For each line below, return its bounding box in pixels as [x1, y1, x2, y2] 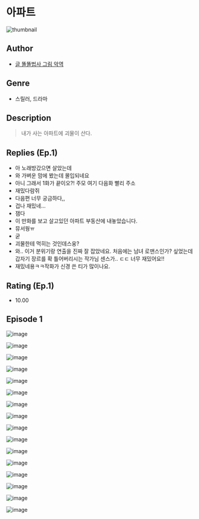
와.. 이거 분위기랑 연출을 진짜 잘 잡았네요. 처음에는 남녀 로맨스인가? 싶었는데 [14, 247, 193, 255]
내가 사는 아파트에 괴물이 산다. [21, 129, 92, 137]
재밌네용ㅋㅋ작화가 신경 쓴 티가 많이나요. [14, 263, 110, 270]
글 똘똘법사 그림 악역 [14, 60, 64, 67]
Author [6, 44, 33, 54]
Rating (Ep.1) [6, 281, 54, 291]
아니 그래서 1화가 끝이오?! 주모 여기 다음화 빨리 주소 [14, 180, 136, 187]
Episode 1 [6, 314, 43, 324]
